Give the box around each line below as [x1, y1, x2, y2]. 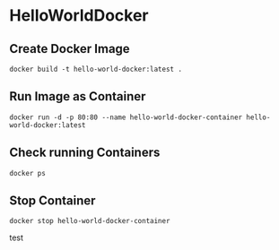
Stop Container [9, 194, 96, 209]
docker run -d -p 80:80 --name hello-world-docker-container [9, 113, 243, 122]
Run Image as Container [9, 89, 146, 104]
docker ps [9, 168, 47, 177]
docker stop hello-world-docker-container [9, 217, 170, 226]
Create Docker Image [9, 41, 130, 56]
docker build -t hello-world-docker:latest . [9, 65, 182, 73]
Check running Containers [9, 145, 161, 160]
